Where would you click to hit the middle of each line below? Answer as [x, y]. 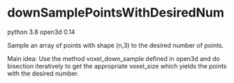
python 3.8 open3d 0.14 [41, 32]
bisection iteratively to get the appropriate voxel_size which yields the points [117, 66]
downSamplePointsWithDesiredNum [116, 13]
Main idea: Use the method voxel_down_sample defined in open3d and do [114, 58]
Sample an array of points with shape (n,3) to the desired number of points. [116, 45]
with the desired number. [43, 73]
